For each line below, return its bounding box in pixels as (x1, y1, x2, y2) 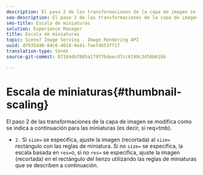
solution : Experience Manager (6, 25, 83, 32)
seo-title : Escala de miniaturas (6, 20, 91, 26)
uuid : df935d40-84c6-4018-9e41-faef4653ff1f (6, 43, 120, 49)
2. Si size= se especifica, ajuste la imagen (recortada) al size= (14, 136, 171, 143)
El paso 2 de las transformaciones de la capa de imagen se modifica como (6, 118, 192, 125)
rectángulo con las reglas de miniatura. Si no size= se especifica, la (14, 142, 183, 150)
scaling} (6, 98, 50, 112)
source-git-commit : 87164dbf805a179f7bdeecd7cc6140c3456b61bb (6, 54, 166, 60)
